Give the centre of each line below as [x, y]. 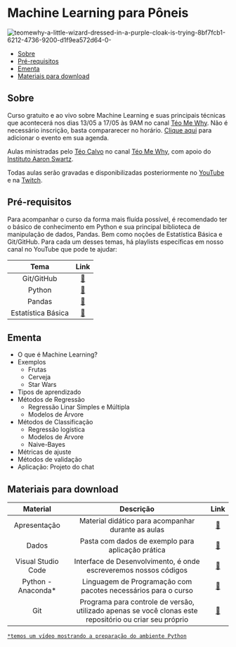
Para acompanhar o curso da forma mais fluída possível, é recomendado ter [117, 219]
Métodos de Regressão [51, 400]
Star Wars [42, 385]
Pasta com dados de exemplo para [137, 541]
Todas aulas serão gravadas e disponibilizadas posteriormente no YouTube [116, 172]
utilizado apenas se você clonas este [137, 611]
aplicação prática [137, 550]
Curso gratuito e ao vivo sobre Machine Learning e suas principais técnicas [117, 115]
